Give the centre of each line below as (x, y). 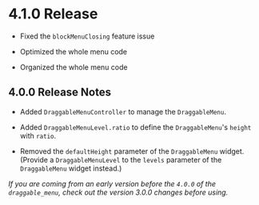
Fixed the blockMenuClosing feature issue (87, 36)
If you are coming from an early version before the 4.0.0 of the (112, 183)
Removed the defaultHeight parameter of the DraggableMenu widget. (132, 151)
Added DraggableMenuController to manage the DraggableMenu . (123, 111)
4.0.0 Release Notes (60, 92)
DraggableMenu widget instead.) (71, 168)
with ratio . (38, 135)
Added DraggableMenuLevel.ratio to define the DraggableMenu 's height (135, 127)
